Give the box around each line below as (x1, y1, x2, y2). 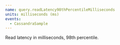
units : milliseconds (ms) (5, 12, 59, 17)
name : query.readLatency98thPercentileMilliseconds (5, 7, 115, 12)
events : (5, 16, 21, 21)
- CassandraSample (9, 21, 48, 26)
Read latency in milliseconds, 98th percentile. (5, 35, 99, 41)
